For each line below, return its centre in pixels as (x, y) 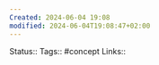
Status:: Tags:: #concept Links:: (68, 51)
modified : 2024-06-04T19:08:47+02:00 (80, 26)
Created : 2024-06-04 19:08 (60, 17)
